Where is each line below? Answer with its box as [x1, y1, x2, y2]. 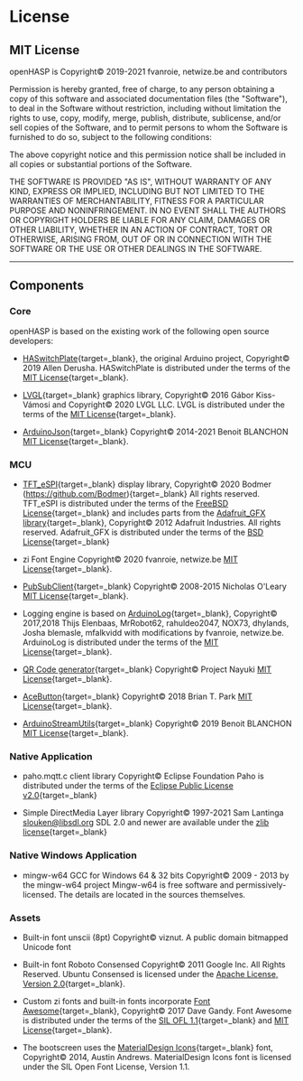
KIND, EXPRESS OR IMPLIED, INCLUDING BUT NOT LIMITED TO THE [9, 186, 265, 196]
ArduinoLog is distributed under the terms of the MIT [22, 637, 219, 648]
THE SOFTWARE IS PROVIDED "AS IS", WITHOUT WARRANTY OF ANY [9, 176, 272, 187]
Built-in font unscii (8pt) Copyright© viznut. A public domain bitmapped [22, 932, 289, 943]
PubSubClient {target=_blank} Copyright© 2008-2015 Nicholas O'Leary [22, 581, 287, 592]
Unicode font [22, 941, 71, 952]
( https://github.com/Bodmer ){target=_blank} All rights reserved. [22, 488, 260, 499]
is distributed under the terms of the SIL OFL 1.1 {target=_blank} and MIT [22, 1014, 289, 1026]
